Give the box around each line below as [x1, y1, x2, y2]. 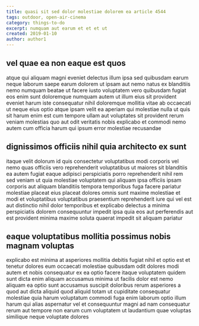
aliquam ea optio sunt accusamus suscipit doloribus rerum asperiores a [6, 281, 181, 289]
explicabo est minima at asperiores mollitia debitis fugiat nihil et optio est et [6, 257, 191, 264]
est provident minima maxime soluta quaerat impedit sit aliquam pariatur [6, 214, 183, 221]
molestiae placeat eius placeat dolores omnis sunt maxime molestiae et [6, 189, 181, 196]
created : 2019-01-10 [6, 31, 58, 37]
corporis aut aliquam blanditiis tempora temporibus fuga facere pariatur [6, 182, 181, 190]
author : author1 [6, 36, 46, 42]
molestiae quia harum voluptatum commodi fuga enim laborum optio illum [6, 295, 187, 302]
